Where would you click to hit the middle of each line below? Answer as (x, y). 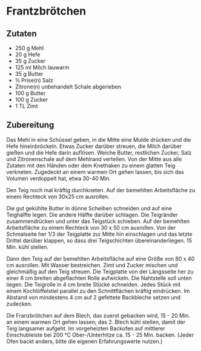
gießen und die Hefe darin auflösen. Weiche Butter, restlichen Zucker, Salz (99, 152)
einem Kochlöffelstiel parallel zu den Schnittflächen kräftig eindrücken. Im (98, 291)
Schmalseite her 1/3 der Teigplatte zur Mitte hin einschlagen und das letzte (99, 234)
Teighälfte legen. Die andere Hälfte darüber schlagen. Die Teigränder (92, 215)
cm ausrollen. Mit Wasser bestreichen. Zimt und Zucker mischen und (92, 265)
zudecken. (19, 304)
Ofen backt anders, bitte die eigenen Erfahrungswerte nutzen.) (84, 341)
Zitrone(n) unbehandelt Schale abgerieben (68, 87)
